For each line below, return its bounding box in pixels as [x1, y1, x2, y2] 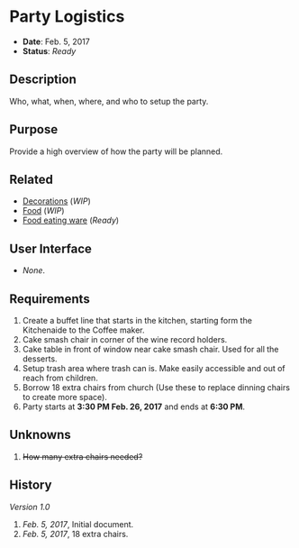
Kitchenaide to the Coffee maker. [22, 324, 145, 335]
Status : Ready [22, 45, 77, 56]
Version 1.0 [9, 501, 50, 512]
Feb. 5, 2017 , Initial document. [22, 518, 134, 529]
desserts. [22, 353, 58, 364]
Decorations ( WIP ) [22, 196, 92, 206]
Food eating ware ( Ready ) [22, 215, 120, 226]
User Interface [9, 241, 93, 256]
